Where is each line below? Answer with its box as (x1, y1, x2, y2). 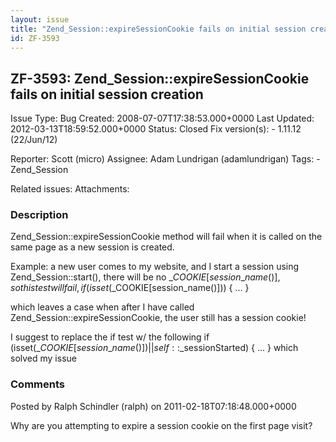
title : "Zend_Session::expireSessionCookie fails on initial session (10, 24, 307, 34)
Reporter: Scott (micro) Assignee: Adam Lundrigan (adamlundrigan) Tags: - (10, 153, 321, 165)
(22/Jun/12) (10, 134, 58, 146)
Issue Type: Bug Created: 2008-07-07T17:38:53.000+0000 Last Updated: (10, 112, 315, 125)
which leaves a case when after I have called (10, 301, 195, 313)
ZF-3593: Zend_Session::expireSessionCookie (10, 70, 310, 87)
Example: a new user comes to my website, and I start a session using (10, 261, 300, 273)
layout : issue (10, 14, 70, 25)
